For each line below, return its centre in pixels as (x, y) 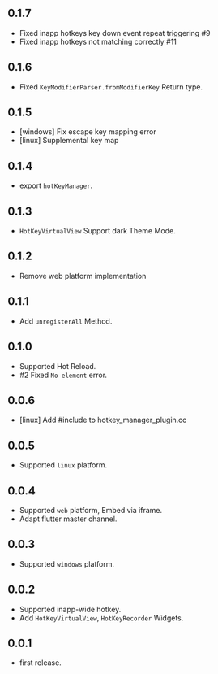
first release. (40, 663)
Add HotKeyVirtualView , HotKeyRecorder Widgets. (101, 618)
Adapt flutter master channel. (68, 519)
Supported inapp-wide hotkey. (70, 609)
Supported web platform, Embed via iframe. (91, 510)
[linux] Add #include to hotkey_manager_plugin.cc (103, 420)
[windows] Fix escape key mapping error (88, 132)
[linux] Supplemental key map (69, 141)
